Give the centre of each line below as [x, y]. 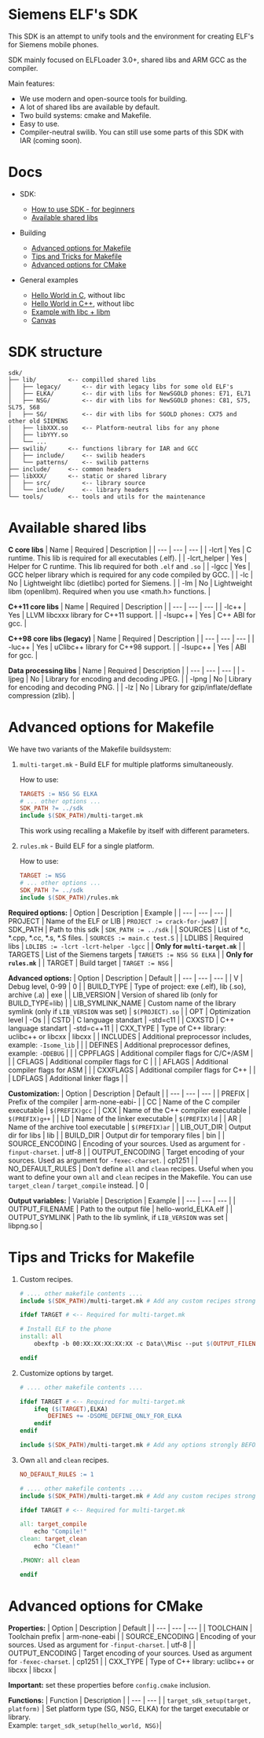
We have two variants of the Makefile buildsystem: [90, 749]
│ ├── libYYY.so [38, 435]
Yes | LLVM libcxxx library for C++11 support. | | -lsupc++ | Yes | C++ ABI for [132, 615]
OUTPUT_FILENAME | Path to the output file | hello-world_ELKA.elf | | [121, 1209]
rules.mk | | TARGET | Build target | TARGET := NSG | [91, 963]
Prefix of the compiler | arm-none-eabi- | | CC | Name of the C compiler [124, 1101]
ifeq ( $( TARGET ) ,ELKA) [71, 1409]
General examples [49, 280]
